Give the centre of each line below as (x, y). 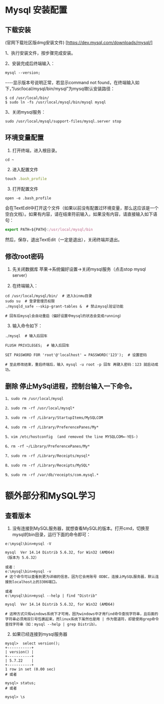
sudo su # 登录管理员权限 (30, 301)
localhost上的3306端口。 (36, 582)
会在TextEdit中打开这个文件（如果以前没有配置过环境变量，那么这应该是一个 (82, 208)
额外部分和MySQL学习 (50, 496)
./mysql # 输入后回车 (26, 336)
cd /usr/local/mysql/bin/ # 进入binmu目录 (48, 296)
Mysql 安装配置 (36, 10)
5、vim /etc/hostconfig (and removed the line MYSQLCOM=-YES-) (72, 437)
